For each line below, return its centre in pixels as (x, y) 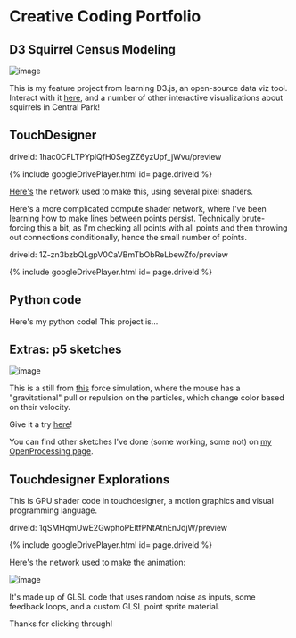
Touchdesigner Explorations (90, 479)
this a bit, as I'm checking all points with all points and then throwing (162, 227)
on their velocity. (40, 407)
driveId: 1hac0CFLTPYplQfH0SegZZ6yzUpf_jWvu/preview (115, 156)
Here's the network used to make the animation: (97, 562)
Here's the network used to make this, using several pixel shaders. (132, 191)
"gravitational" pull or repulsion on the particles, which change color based (147, 398)
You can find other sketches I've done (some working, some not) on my (140, 442)
